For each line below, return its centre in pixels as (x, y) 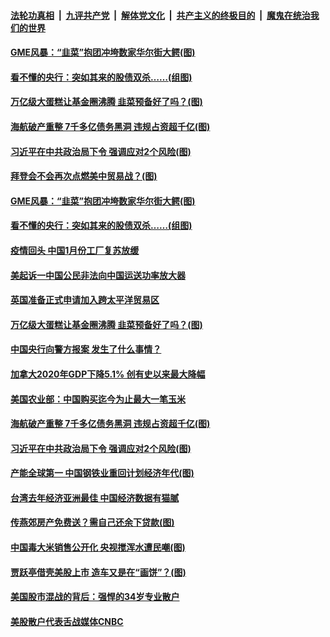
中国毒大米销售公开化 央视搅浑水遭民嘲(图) (98, 547)
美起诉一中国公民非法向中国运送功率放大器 (98, 275)
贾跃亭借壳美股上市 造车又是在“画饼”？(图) (98, 572)
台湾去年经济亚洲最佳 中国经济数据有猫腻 (95, 497)
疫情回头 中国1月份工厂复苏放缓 (75, 250)
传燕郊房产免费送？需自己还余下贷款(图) (92, 522)
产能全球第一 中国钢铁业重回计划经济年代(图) (102, 473)
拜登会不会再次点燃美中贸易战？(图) (84, 176)
